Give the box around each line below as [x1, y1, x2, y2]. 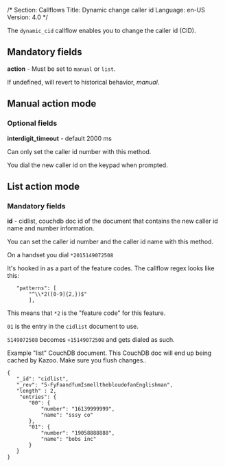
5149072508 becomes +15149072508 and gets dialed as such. [7, 336, 175, 344]
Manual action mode [7, 98, 97, 109]
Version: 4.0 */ [7, 13, 48, 21]
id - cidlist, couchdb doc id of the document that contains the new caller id [7, 217, 218, 226]
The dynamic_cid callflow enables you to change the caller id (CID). [7, 27, 197, 34]
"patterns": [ [16, 285, 57, 292]
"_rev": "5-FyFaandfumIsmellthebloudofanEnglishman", [16, 382, 174, 389]
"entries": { [19, 393, 57, 401]
